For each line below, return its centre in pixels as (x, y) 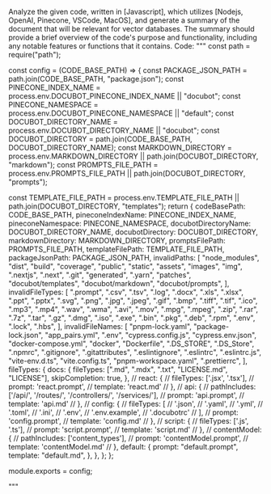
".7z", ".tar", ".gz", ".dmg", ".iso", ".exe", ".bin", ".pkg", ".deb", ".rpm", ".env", (132, 318)
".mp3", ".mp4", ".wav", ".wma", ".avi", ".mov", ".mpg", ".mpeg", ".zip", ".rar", (133, 309)
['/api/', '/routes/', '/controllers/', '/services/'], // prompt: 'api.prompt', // (127, 395)
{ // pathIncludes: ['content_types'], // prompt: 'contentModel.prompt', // (129, 438)
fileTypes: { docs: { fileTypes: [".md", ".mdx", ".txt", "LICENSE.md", (118, 369)
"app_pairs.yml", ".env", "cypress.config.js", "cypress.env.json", (151, 335)
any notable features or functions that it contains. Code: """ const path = (129, 46)
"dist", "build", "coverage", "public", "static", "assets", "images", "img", (125, 266)
